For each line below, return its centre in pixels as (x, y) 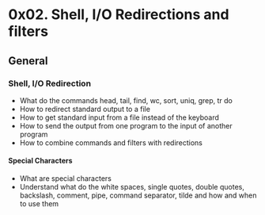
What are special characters (66, 179)
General (28, 61)
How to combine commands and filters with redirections (111, 142)
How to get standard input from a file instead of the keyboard (119, 117)
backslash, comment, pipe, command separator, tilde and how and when (138, 195)
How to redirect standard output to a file (85, 109)
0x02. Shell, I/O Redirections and (119, 15)
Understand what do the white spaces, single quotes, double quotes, (132, 187)
